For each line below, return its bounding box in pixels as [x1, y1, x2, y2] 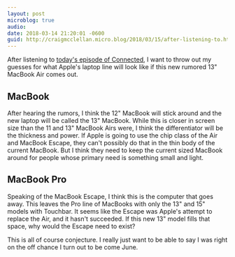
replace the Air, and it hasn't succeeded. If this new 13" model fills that [7, 214, 211, 223]
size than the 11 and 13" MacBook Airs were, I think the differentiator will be [7, 124, 224, 132]
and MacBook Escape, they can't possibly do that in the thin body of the [7, 138, 215, 147]
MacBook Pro [7, 174, 67, 186]
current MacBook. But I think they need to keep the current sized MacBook [7, 146, 223, 154]
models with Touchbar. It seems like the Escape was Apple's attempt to [7, 207, 213, 215]
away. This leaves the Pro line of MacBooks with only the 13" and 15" [7, 200, 206, 208]
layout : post [7, 10, 45, 17]
